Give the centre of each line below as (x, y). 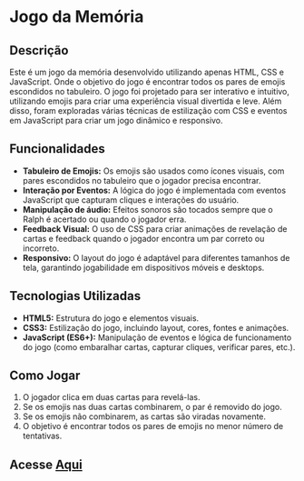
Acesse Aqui (46, 464)
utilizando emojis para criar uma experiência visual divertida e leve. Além (146, 101)
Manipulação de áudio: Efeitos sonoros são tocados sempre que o (148, 209)
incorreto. (41, 248)
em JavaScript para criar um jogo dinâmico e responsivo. (117, 120)
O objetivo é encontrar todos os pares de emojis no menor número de (153, 426)
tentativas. (42, 436)
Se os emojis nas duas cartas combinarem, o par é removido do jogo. (152, 407)
